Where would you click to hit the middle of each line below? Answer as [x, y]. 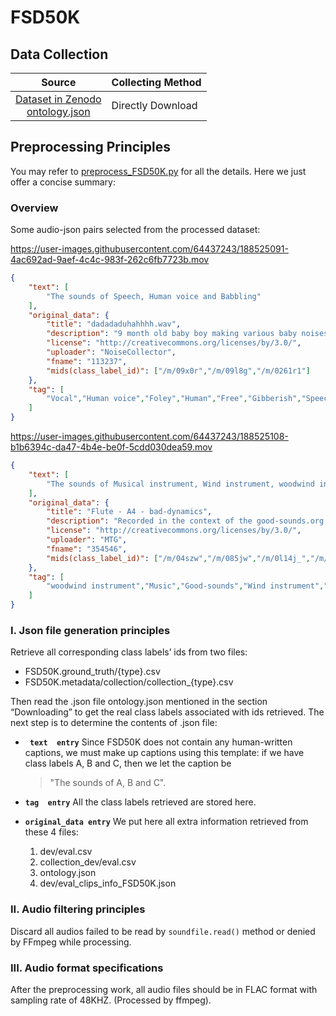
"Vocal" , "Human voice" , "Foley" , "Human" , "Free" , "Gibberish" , [174, 399]
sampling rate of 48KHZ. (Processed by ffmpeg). [111, 1000]
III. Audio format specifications [87, 968]
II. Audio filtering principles [78, 909]
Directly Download [154, 105]
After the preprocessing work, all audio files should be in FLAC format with [164, 989]
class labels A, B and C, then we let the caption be [128, 763]
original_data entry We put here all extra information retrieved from [166, 822]
